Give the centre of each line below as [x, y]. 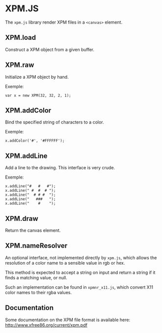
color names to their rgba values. [39, 292]
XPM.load [20, 38]
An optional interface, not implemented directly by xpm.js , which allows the [81, 257]
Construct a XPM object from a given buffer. [50, 49]
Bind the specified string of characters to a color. [54, 122]
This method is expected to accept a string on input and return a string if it [80, 272]
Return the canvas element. [33, 230]
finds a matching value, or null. [36, 277]
